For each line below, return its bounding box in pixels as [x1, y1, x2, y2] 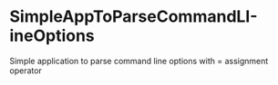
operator [9, 65, 43, 76]
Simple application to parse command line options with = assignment [9, 55, 269, 66]
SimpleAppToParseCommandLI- [9, 6, 258, 27]
